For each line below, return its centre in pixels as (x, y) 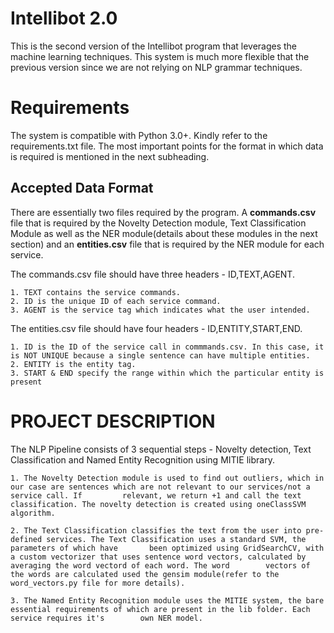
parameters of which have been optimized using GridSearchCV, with (167, 548)
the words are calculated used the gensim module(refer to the (145, 574)
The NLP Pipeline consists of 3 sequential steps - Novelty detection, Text (161, 449)
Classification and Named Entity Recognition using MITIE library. (142, 459)
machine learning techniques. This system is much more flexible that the (160, 56)
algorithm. (33, 513)
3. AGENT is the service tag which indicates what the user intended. (160, 310)
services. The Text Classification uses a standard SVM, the (176, 539)
